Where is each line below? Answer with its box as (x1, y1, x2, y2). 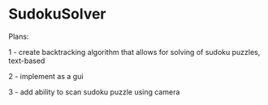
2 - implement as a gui (8, 71, 84, 81)
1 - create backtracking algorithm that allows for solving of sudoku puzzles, (8, 47, 261, 57)
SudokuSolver (8, 5, 107, 23)
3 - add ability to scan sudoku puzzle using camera (8, 86, 180, 97)
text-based (8, 56, 45, 65)
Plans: (8, 31, 29, 41)
